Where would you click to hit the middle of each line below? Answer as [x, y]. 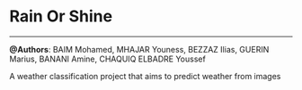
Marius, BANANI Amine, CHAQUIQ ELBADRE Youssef [108, 59]
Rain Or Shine [61, 16]
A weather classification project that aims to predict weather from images [145, 76]
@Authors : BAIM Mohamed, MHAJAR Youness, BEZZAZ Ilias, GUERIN [139, 49]
